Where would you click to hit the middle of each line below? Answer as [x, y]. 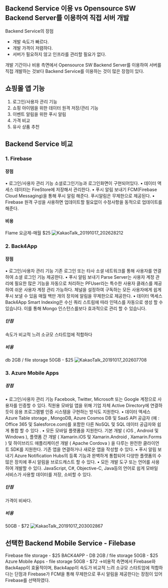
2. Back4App [21, 246]
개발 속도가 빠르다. [31, 42]
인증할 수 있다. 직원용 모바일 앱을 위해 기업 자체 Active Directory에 [84, 406]
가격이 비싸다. [19, 501]
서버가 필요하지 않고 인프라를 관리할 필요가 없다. [59, 54]
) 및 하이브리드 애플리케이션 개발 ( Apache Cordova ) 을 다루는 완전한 [73, 443]
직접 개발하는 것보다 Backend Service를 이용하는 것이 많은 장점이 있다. [75, 71]
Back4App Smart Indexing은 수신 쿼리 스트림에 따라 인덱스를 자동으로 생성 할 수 [84, 302]
